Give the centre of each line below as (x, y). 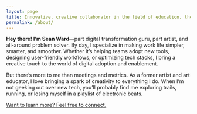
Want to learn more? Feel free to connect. (56, 105)
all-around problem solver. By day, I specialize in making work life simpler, (95, 45)
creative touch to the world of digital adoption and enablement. (82, 64)
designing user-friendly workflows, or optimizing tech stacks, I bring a (91, 58)
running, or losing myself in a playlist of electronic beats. (74, 94)
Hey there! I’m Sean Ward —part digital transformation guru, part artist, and (97, 39)
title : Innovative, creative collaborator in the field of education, (94, 17)
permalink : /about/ (30, 22)
